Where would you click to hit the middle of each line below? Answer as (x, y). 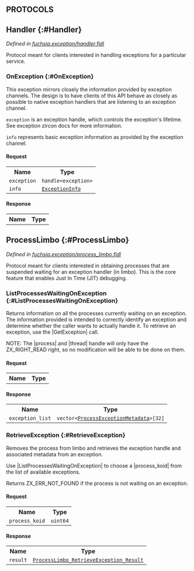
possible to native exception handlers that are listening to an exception (91, 101)
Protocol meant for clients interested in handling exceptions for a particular (96, 55)
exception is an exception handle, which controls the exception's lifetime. (94, 119)
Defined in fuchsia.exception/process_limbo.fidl (64, 254)
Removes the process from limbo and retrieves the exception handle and (93, 448)
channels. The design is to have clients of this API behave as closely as (92, 96)
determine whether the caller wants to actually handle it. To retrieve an (91, 326)
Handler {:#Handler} (44, 30)
